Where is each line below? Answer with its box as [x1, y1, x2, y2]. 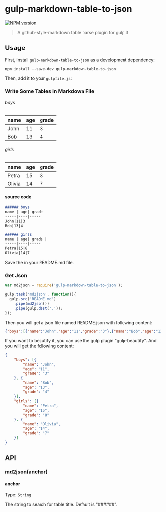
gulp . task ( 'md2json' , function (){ [5, 292, 77, 297]
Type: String [5, 492, 31, 498]
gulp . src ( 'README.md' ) [9, 297, 56, 302]
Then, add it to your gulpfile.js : [5, 75, 72, 81]
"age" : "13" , [23, 385, 50, 390]
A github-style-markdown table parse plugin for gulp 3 [17, 29, 129, 35]
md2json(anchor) [5, 468, 48, 475]
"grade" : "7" [23, 431, 50, 436]
